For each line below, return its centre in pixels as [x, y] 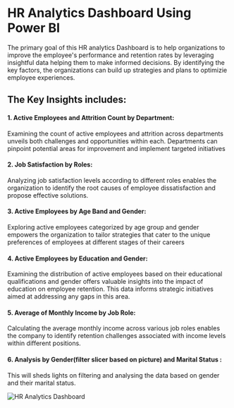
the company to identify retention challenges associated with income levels [117, 336]
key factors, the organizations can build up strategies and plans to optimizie [117, 70]
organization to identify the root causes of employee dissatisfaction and [112, 188]
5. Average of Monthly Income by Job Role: [72, 313]
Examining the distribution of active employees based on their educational [115, 274]
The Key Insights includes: [67, 100]
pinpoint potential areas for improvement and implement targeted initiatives [116, 148]
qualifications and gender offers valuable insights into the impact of [105, 282]
